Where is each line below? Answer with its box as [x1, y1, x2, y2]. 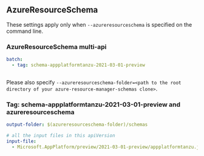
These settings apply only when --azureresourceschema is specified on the [6, 21, 192, 28]
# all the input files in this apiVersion [6, 132, 115, 138]
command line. [6, 27, 44, 35]
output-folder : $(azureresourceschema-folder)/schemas [6, 121, 148, 128]
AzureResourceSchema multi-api [6, 42, 107, 51]
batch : [6, 56, 23, 63]
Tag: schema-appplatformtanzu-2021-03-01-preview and [6, 100, 181, 109]
